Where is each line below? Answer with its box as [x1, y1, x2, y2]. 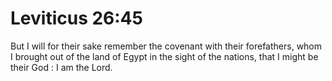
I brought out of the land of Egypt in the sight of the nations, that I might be [10, 50, 319, 62]
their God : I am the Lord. [10, 61, 113, 73]
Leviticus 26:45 [10, 7, 143, 30]
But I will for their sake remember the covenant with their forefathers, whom [10, 40, 323, 52]
